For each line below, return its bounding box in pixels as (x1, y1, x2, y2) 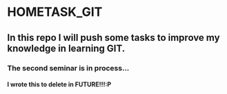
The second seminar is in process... (7, 63, 130, 73)
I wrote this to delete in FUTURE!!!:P (7, 80, 112, 88)
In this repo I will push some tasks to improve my (7, 32, 220, 44)
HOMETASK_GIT (7, 4, 103, 20)
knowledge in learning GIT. (7, 42, 126, 54)
